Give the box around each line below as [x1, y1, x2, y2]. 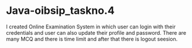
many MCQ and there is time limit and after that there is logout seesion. [6, 35, 178, 42]
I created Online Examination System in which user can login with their [6, 23, 176, 30]
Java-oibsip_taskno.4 [6, 4, 115, 17]
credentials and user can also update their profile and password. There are [6, 29, 186, 36]
